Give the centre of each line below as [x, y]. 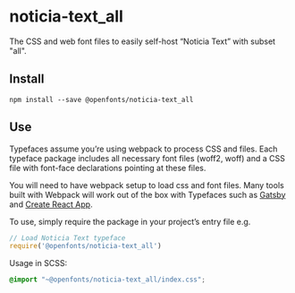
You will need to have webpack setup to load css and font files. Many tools [147, 185]
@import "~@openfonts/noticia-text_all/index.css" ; [107, 280]
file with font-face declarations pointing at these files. [108, 168]
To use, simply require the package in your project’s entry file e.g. [130, 221]
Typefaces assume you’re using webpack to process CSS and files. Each [143, 149]
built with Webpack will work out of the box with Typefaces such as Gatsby [147, 194]
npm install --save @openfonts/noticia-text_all [101, 99]
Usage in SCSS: [38, 263]
